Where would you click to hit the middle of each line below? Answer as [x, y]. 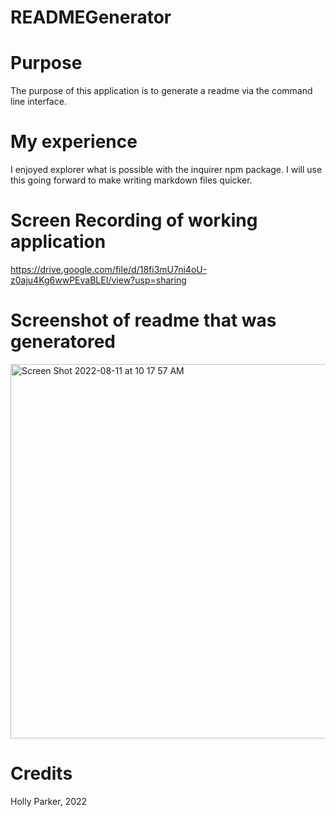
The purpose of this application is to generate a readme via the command [161, 91]
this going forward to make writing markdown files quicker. [131, 180]
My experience [74, 142]
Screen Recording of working [134, 220]
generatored [63, 342]
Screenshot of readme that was [143, 320]
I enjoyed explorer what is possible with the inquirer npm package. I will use [166, 170]
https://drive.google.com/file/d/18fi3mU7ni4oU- [109, 269]
